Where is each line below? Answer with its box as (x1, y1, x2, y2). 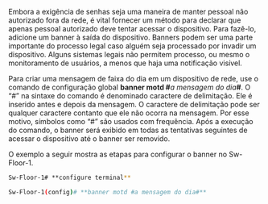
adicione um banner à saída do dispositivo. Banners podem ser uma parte (8, 32, 254, 42)
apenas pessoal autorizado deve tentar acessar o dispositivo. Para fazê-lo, (8, 24, 257, 33)
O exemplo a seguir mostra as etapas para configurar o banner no (8, 149, 228, 159)
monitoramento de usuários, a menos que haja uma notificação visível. (8, 58, 243, 68)
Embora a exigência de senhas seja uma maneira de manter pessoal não (8, 7, 249, 16)
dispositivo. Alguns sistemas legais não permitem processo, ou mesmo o (8, 50, 250, 59)
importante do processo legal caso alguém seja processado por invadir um (8, 41, 257, 51)
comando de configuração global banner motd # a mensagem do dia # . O (8, 82, 251, 92)
